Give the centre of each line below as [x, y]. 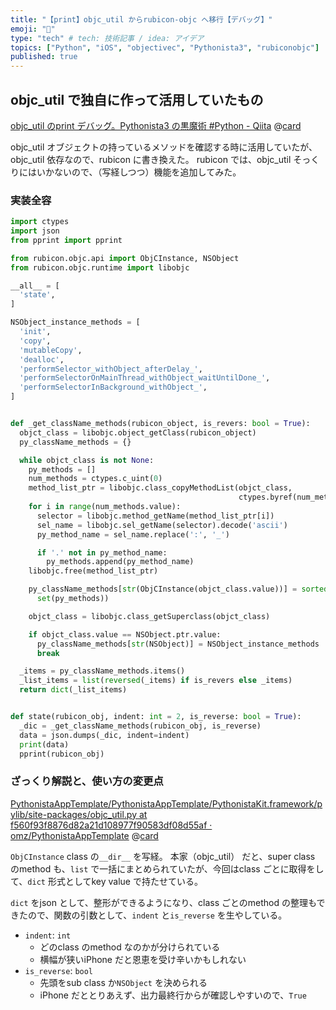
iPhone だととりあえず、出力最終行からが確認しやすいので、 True [173, 995]
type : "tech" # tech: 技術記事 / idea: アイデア [107, 38]
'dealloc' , [42, 359]
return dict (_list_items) [73, 690]
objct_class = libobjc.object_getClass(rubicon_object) [138, 432]
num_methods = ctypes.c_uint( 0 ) [95, 479]
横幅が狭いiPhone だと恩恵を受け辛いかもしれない [143, 959]
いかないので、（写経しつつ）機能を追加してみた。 [139, 172]
